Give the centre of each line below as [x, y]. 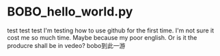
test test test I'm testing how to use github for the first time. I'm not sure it [111, 30]
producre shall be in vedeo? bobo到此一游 [66, 45]
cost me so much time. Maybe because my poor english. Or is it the [102, 37]
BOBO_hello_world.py [70, 12]
